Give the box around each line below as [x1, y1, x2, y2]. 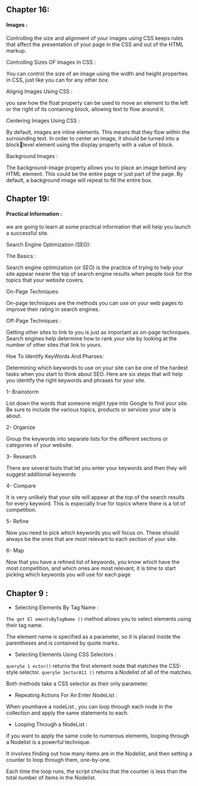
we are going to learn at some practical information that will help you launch [6, 223, 191, 230]
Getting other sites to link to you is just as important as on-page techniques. [6, 328, 191, 336]
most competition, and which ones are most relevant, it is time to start [6, 565, 176, 572]
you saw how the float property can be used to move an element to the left [6, 99, 188, 106]
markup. [6, 47, 27, 54]
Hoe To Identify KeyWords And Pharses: [6, 353, 104, 360]
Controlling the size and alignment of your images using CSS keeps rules [6, 34, 184, 41]
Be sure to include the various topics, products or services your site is [6, 406, 177, 413]
